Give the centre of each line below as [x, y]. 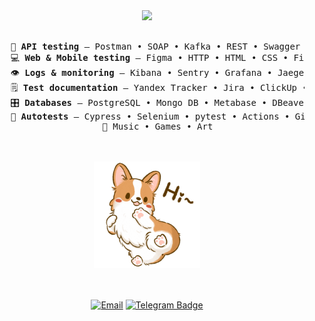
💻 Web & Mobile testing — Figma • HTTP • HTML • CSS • [149, 57]
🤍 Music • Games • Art [158, 126]
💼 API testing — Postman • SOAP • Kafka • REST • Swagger [155, 46]
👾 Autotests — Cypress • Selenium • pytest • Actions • [150, 116]
